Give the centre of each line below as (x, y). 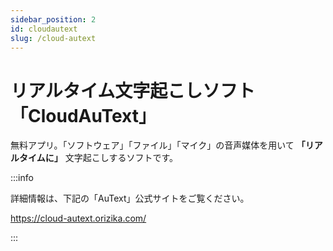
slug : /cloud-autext (53, 38)
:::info (22, 178)
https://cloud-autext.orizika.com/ (78, 218)
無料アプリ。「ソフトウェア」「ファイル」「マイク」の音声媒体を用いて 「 (158, 145)
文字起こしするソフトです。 (121, 158)
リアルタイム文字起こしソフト (133, 90)
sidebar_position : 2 (53, 19)
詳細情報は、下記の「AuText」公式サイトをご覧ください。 (130, 198)
